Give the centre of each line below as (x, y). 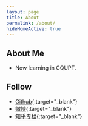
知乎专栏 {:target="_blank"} (49, 116)
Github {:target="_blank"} (46, 101)
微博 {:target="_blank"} (43, 108)
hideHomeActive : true (34, 29)
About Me (25, 53)
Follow (19, 87)
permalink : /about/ (31, 23)
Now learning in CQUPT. (46, 68)
